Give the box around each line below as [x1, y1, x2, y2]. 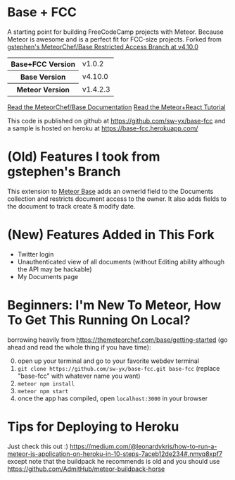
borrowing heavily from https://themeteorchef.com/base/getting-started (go [7, 336, 228, 344]
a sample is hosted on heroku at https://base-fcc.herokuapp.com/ [7, 124, 198, 133]
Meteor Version [16, 85, 70, 94]
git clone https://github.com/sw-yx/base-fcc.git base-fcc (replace [17, 364, 220, 372]
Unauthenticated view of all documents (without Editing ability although [17, 257, 225, 266]
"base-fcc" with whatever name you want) [17, 371, 141, 380]
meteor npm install [17, 380, 75, 388]
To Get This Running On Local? [7, 312, 191, 328]
